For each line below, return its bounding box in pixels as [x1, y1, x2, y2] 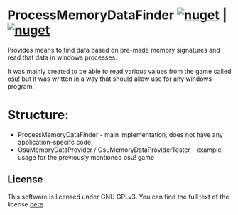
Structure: [7, 107, 70, 123]
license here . [7, 199, 45, 209]
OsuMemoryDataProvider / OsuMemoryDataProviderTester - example [17, 145, 222, 154]
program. [7, 82, 35, 90]
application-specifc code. [17, 138, 94, 146]
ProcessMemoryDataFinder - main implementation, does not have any [17, 130, 224, 138]
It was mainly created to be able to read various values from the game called [7, 67, 232, 75]
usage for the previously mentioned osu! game [17, 153, 155, 161]
